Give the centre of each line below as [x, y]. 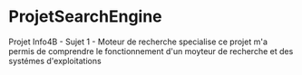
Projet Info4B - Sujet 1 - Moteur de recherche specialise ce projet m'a [138, 42]
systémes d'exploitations [55, 61]
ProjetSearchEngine [85, 17]
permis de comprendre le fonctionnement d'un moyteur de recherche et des [151, 51]
